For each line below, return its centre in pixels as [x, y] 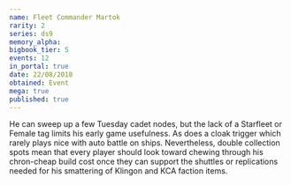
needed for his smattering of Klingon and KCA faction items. [119, 171]
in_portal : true [39, 67]
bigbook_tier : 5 [39, 50]
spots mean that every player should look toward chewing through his [136, 152]
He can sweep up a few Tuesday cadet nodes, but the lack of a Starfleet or [146, 124]
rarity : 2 [27, 26]
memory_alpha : [35, 42]
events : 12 [29, 58]
